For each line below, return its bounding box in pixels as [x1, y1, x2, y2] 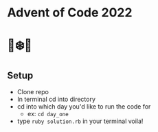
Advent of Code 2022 [7, 5, 133, 21]
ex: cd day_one [27, 110, 69, 118]
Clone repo [16, 88, 49, 96]
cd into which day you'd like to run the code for [16, 102, 151, 111]
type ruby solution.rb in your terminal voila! [16, 117, 144, 125]
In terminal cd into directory [16, 95, 96, 104]
